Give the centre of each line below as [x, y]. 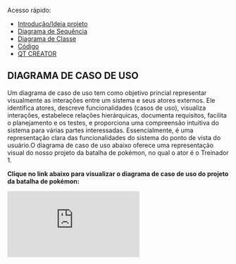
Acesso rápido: [29, 10]
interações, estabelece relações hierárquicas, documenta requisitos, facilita [117, 115]
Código [28, 46]
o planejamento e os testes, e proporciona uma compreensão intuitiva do [113, 122]
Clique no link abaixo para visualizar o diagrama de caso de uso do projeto [118, 174]
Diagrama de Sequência [52, 31]
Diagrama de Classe [47, 39]
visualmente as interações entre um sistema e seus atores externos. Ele [111, 100]
